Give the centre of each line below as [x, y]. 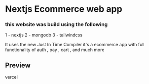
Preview [18, 65]
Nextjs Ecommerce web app [64, 9]
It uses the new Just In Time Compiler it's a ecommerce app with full [75, 45]
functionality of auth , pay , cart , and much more [55, 50]
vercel [12, 77]
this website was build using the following [56, 25]
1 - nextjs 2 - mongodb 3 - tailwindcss [44, 35]
